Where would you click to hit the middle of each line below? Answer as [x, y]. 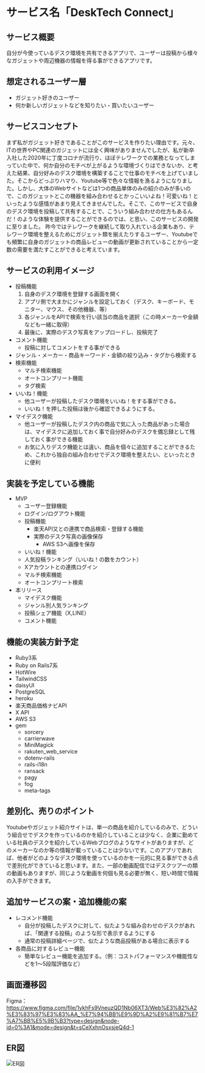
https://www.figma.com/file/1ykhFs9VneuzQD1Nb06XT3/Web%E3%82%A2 [102, 1008]
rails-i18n [36, 765]
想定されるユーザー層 [46, 82]
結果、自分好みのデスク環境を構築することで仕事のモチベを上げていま [105, 173]
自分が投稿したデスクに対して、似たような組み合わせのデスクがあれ [110, 925]
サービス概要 [31, 37]
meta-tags [37, 791]
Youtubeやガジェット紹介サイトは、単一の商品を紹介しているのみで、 [94, 827]
